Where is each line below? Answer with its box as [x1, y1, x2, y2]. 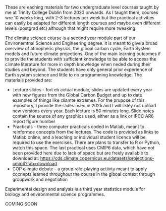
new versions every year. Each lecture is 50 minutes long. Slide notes [12, 108, 154, 114]
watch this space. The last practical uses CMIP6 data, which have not [12, 145, 155, 150]
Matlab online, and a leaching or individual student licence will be [12, 134, 146, 140]
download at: [12, 155, 40, 161]
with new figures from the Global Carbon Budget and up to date [12, 92, 143, 98]
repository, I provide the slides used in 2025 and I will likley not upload [12, 103, 156, 108]
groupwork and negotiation [12, 176, 68, 182]
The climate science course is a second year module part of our [5, 35, 136, 41]
